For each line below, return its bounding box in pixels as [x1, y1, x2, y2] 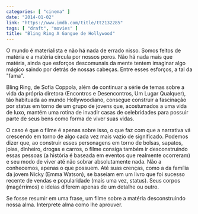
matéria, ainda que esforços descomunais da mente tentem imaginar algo [6, 60, 186, 67]
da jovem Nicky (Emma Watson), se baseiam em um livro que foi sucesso [6, 171, 186, 178]
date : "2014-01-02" [6, 14, 55, 20]
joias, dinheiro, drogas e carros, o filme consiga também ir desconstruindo [6, 146, 188, 153]
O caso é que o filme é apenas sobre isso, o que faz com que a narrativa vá [6, 127, 191, 134]
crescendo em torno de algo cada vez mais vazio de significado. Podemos [6, 133, 189, 140]
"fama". [6, 72, 25, 79]
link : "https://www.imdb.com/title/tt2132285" [6, 20, 123, 25]
